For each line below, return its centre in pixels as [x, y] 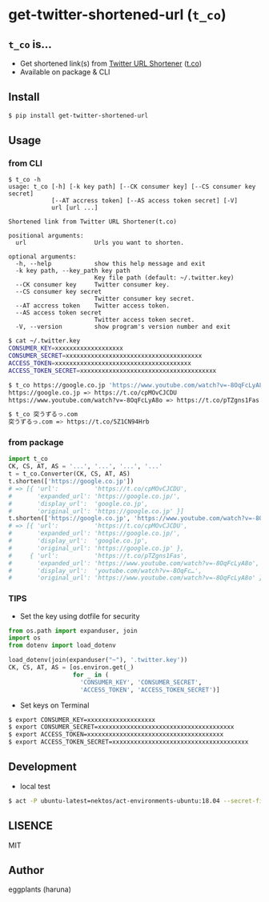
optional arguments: [43, 257]
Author [26, 870]
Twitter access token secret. [145, 320]
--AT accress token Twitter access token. [93, 306]
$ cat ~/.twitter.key [44, 341]
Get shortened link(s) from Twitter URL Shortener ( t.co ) [111, 63]
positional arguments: [46, 236]
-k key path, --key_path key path [73, 271]
